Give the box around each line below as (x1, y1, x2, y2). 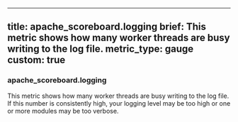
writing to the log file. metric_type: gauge (7, 43, 193, 55)
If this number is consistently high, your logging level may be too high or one (7, 99, 231, 107)
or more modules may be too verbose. (7, 106, 119, 115)
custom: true (7, 54, 66, 66)
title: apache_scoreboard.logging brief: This (7, 21, 207, 33)
